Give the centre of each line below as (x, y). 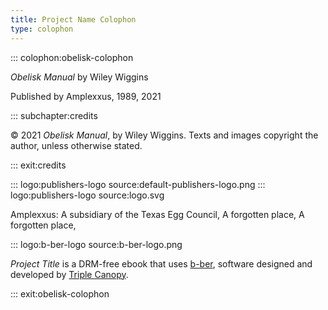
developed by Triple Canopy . (69, 274)
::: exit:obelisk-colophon (60, 293)
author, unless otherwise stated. (76, 145)
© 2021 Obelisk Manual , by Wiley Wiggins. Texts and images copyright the (164, 135)
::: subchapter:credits (54, 115)
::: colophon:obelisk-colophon (72, 57)
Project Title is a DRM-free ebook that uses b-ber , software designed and (161, 263)
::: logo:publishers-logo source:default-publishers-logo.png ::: (138, 184)
